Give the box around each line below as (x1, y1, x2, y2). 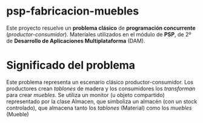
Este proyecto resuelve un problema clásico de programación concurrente (6, 24, 196, 32)
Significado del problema (6, 59, 135, 72)
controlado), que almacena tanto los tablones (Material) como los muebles (6, 104, 192, 111)
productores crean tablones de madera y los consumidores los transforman (6, 85, 196, 92)
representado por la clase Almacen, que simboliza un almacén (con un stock (6, 98, 198, 105)
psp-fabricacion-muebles (6, 4, 139, 18)
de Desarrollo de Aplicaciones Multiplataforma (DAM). (6, 37, 145, 44)
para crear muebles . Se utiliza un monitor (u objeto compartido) (6, 91, 165, 98)
